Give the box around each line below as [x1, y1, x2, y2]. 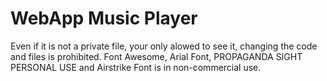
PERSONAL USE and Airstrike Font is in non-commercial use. [10, 61, 262, 73]
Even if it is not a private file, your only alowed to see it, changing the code [10, 40, 318, 52]
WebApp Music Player [10, 7, 198, 30]
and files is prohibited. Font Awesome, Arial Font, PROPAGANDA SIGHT [10, 50, 303, 62]
